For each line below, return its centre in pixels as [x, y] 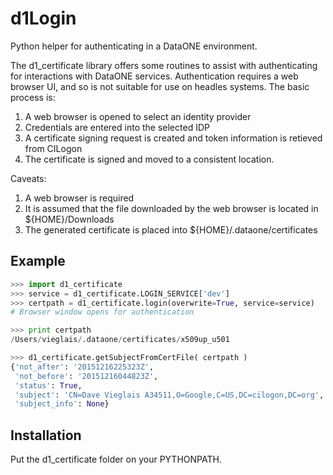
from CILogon [53, 148]
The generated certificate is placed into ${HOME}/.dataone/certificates [171, 229]
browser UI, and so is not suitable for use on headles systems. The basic [160, 86]
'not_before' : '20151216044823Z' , [86, 376]
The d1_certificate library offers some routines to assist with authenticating [164, 65]
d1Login [43, 18]
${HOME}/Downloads [69, 219]
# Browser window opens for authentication [102, 312]
